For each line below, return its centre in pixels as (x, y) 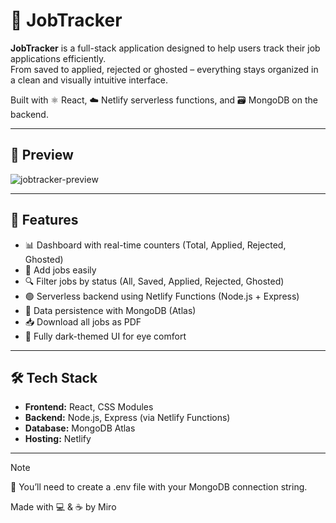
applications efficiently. (58, 58)
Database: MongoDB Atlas (80, 428)
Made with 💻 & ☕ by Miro (63, 507)
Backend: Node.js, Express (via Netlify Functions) (127, 418)
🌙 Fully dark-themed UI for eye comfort (105, 336)
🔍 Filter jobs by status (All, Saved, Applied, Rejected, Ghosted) (154, 281)
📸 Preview (42, 155)
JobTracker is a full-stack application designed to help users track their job (165, 48)
